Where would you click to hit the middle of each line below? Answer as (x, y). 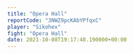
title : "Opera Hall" (38, 14)
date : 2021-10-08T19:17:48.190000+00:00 (67, 40)
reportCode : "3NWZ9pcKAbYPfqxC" (54, 20)
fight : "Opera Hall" (38, 33)
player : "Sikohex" (34, 27)
